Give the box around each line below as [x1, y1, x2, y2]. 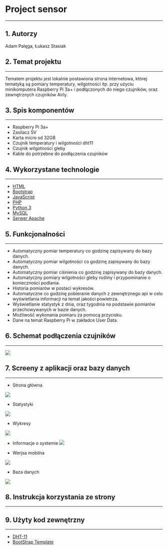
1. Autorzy [5, 30, 37, 38]
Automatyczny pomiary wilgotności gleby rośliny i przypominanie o [12, 274, 151, 281]
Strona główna [12, 382, 42, 388]
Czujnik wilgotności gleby [12, 146, 66, 152]
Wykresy [12, 420, 31, 426]
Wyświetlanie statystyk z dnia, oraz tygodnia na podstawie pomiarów [12, 301, 155, 307]
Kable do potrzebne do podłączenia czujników [12, 151, 108, 157]
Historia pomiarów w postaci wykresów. [12, 285, 95, 291]
